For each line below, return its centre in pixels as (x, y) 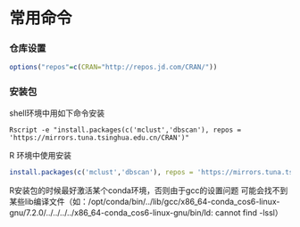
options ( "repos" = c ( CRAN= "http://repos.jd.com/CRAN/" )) (113, 68)
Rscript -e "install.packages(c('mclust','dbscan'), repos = (125, 130)
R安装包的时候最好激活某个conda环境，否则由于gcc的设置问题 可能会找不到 (149, 190)
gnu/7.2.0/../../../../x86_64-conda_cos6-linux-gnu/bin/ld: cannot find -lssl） (146, 212)
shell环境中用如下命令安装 (57, 113)
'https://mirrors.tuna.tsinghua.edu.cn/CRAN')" (100, 138)
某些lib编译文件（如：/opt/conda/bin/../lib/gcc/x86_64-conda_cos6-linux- (145, 201)
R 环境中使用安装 (40, 155)
